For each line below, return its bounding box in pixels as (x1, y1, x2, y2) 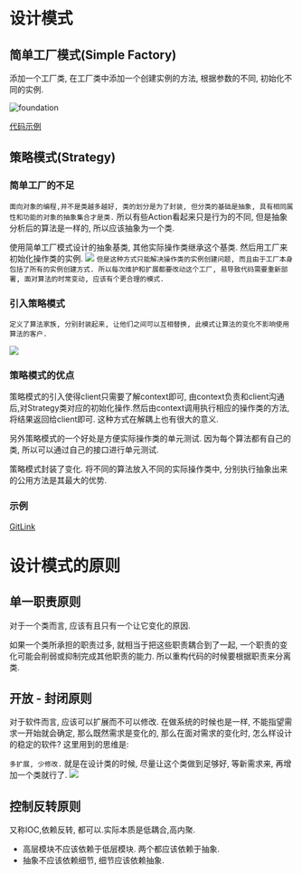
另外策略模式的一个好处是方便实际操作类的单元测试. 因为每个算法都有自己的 (9, 433, 291, 444)
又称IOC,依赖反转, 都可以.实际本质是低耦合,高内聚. (9, 824, 196, 835)
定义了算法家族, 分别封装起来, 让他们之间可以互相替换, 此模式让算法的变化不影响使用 (9, 319, 289, 328)
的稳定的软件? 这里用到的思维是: (9, 739, 129, 750)
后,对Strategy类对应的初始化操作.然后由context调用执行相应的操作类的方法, (9, 403, 290, 413)
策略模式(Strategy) (9, 150, 116, 166)
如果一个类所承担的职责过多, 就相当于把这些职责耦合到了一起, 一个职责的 (9, 639, 280, 650)
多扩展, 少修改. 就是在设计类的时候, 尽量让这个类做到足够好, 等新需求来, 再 (9, 758, 284, 769)
